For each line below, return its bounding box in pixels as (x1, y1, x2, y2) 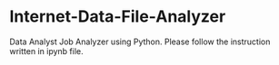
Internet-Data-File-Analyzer (9, 6, 226, 27)
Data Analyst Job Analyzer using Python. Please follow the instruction (9, 36, 271, 47)
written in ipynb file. (9, 45, 84, 56)
